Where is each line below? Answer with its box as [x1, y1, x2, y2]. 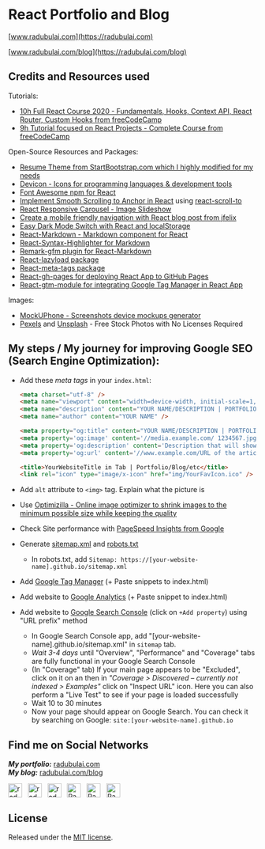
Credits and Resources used [8, 70, 150, 84]
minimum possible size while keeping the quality [19, 509, 177, 518]
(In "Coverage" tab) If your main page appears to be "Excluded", [31, 665, 241, 674]
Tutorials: [8, 91, 39, 100]
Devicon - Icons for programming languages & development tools [19, 179, 233, 188]
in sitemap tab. [129, 639, 177, 650]
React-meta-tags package [19, 263, 106, 272]
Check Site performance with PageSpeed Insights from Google [19, 524, 225, 533]
